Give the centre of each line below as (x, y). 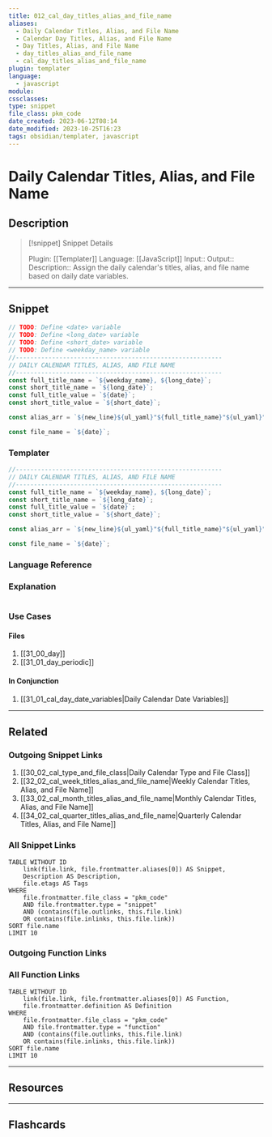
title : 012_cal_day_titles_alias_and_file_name (90, 16)
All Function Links (45, 975)
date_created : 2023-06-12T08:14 (63, 121)
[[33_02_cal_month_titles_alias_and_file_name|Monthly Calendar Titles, (138, 798)
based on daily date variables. (78, 275)
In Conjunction (34, 680)
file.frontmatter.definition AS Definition (98, 1006)
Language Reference (50, 564)
